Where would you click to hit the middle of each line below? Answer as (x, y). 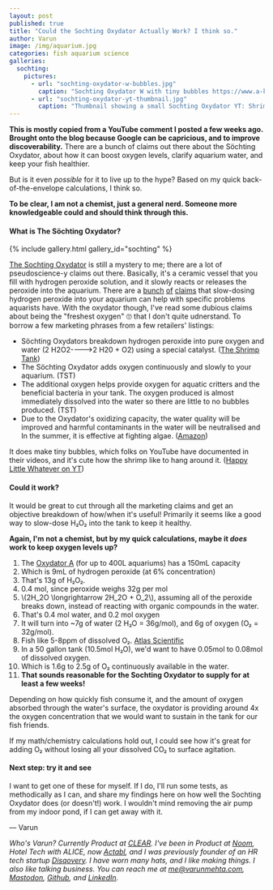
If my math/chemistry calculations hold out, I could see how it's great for (130, 740)
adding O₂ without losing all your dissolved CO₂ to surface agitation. (123, 749)
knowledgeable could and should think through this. (99, 212)
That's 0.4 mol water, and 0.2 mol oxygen (90, 614)
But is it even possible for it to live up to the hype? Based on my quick (125, 180)
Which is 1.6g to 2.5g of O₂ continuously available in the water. (125, 666)
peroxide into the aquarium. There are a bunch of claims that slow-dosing (132, 291)
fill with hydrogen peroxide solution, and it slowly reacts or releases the (128, 282)
